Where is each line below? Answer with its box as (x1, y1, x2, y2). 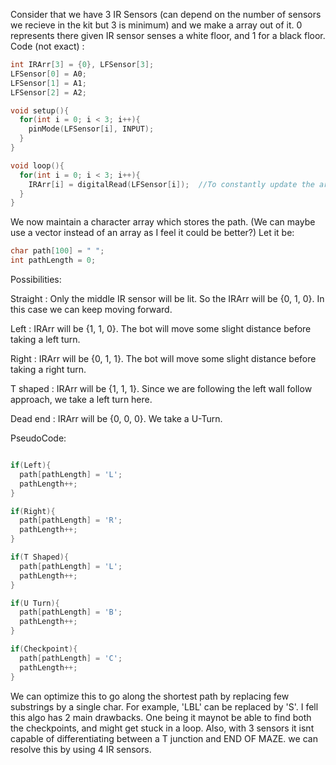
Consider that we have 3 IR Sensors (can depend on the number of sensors (10, 9, 322, 20)
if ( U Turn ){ (10, 598, 60, 608)
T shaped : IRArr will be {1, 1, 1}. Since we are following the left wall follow (10, 383, 313, 394)
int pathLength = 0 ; (10, 255, 97, 266)
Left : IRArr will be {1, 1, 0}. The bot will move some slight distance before (10, 323, 312, 334)
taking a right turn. (10, 364, 87, 375)
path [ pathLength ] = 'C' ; (19, 653, 123, 663)
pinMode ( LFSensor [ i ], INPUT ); (28, 124, 155, 134)
